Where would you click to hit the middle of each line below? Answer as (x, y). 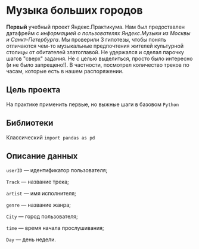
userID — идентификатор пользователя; (57, 170)
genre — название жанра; (39, 205)
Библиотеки (30, 123)
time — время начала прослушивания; (55, 228)
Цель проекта (33, 90)
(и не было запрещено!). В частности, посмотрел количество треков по (98, 65)
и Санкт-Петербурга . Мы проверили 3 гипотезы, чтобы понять (86, 39)
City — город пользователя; (42, 217)
